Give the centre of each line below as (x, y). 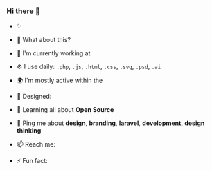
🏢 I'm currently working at (53, 53)
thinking (29, 131)
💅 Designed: (34, 97)
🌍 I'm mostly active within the (60, 81)
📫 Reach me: (36, 144)
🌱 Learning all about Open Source (65, 110)
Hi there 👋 (24, 11)
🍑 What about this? (43, 40)
